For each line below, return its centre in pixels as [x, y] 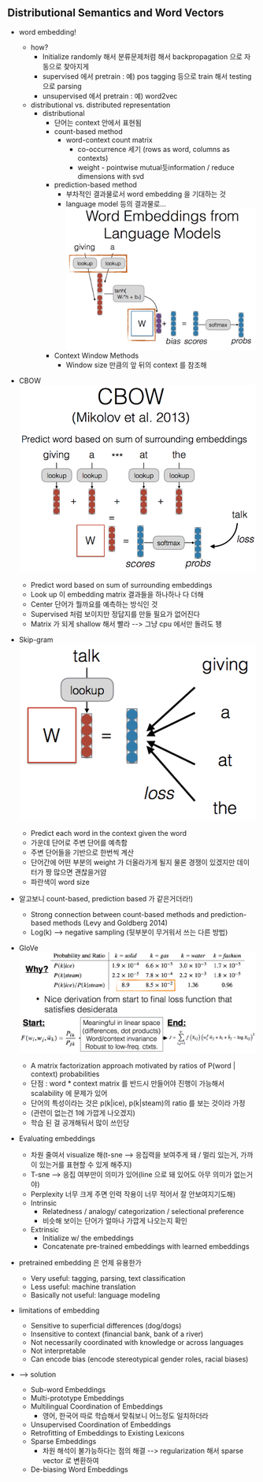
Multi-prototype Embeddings [77, 1398]
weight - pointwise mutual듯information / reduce [156, 167]
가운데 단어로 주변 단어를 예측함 [79, 842]
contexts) [93, 158]
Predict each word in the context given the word [108, 833]
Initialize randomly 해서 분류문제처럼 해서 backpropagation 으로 [143, 56]
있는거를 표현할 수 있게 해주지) [85, 1164]
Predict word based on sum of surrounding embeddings [121, 585]
